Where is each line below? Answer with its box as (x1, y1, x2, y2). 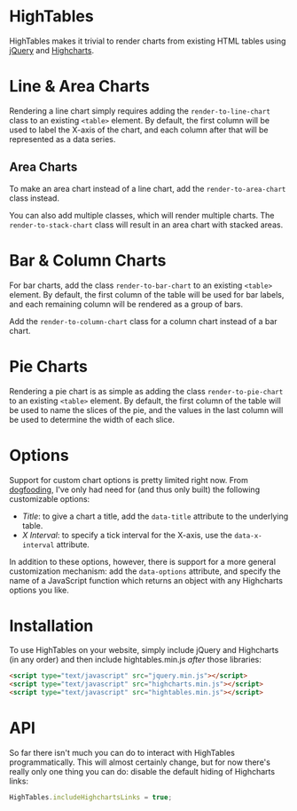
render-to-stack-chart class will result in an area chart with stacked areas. (9, 219, 284, 230)
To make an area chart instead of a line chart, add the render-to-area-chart (9, 183, 286, 194)
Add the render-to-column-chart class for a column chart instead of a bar (9, 315, 277, 326)
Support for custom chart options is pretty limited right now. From (9, 474, 248, 485)
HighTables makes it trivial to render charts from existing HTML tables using (9, 36, 286, 46)
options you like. (9, 584, 69, 595)
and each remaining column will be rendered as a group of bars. (9, 298, 244, 309)
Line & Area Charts (9, 76, 151, 97)
